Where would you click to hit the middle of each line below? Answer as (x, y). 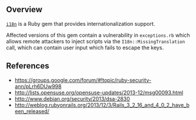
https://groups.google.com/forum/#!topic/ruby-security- (83, 80)
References (28, 66)
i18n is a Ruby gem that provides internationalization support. (81, 23)
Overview (24, 10)
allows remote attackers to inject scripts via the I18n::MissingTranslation (96, 41)
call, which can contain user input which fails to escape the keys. (85, 47)
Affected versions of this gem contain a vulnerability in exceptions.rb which (98, 35)
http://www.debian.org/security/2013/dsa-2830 (72, 98)
